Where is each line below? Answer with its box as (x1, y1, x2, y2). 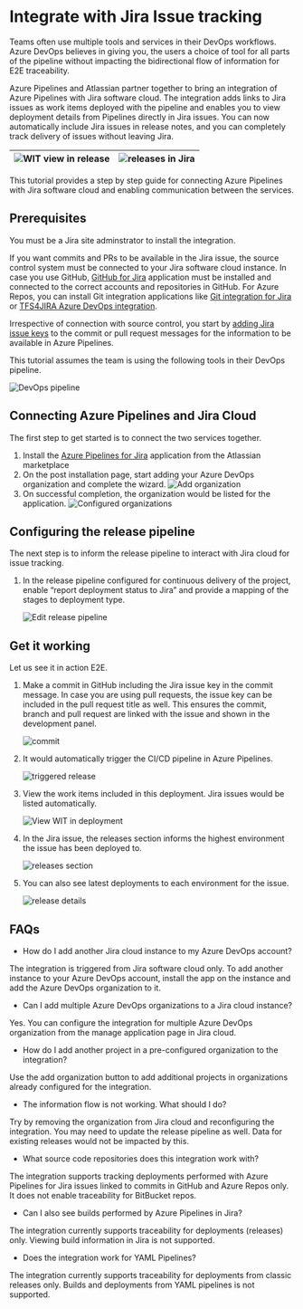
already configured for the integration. (9, 1082, 152, 1092)
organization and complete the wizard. (22, 478, 166, 490)
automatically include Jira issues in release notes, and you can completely (9, 120, 287, 132)
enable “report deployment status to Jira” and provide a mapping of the (22, 585, 289, 596)
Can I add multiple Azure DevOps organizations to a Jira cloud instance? (22, 1000, 293, 1010)
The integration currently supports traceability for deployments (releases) (9, 1225, 284, 1236)
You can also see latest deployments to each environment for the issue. (22, 878, 289, 889)
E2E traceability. (9, 65, 71, 76)
